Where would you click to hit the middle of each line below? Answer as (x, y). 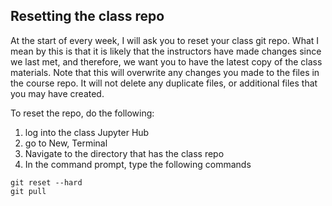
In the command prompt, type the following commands (138, 164)
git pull (28, 191)
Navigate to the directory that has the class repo (124, 153)
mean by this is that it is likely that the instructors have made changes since (166, 51)
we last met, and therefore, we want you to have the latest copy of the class (166, 61)
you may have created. (57, 93)
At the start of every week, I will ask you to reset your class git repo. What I (165, 40)
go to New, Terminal (66, 143)
